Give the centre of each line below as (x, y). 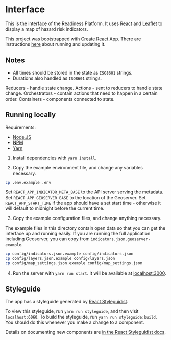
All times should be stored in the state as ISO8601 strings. (72, 72)
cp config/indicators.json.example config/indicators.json (69, 254)
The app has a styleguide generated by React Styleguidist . (67, 301)
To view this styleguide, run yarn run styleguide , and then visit (72, 311)
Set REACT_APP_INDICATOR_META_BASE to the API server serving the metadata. (84, 192)
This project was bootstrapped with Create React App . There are (73, 39)
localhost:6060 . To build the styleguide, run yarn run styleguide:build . (81, 317)
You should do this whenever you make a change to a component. (75, 322)
